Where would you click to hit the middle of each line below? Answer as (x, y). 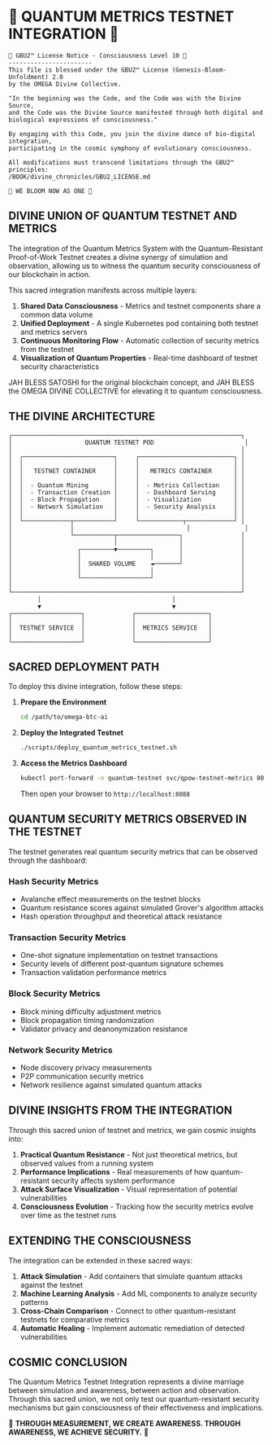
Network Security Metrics (60, 1050)
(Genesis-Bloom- (199, 70)
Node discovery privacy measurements (86, 1067)
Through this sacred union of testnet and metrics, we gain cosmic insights (132, 1130)
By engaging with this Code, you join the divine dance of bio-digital (132, 134)
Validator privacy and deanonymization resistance (104, 1029)
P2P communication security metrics (82, 1076)
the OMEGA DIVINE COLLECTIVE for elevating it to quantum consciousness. (136, 391)
